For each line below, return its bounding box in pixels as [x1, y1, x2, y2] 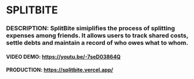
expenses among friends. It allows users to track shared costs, [6, 31, 189, 39]
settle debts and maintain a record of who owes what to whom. [6, 39, 189, 47]
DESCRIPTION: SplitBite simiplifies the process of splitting [6, 24, 175, 33]
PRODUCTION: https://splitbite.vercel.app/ [6, 66, 113, 73]
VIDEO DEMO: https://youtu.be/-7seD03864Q [6, 53, 121, 60]
